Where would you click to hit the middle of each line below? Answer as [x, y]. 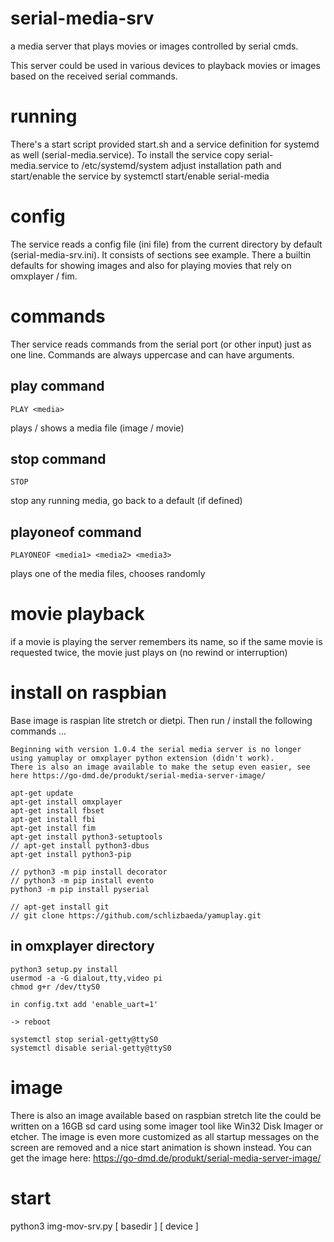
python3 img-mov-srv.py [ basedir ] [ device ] [104, 1226]
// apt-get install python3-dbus [80, 846]
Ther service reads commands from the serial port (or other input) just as [161, 344]
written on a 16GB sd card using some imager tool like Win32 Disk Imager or [167, 1126]
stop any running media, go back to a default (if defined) [126, 501]
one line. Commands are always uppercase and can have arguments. [152, 354]
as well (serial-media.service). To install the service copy [127, 154]
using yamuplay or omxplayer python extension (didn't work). [142, 758]
